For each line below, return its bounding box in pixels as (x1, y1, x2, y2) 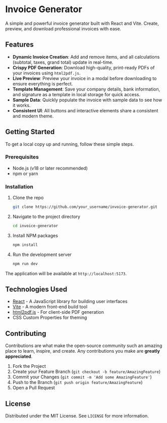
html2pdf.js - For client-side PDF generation (12, 309, 104, 315)
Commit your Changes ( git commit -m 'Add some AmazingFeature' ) (12, 374, 152, 380)
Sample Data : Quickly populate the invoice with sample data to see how (12, 97, 162, 103)
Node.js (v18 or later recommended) (12, 165, 88, 171)
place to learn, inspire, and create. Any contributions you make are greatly (5, 348, 160, 354)
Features (5, 40, 34, 49)
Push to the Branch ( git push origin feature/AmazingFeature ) (12, 379, 143, 386)
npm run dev (12, 261, 38, 266)
